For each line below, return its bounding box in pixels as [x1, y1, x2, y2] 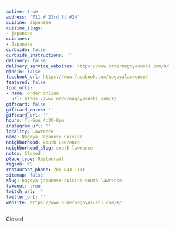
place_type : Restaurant [6, 156, 65, 162]
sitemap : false [6, 172, 43, 178]
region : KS [6, 161, 33, 167]
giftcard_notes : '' [6, 107, 54, 113]
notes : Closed [6, 150, 41, 156]
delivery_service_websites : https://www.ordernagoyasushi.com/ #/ [6, 63, 169, 69]
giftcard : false [6, 101, 46, 107]
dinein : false [6, 69, 41, 74]
